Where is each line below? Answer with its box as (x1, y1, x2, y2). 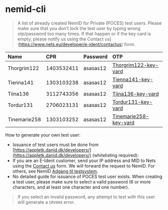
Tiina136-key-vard (112, 90, 159, 97)
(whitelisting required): (92, 152, 139, 158)
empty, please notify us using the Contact (17, 36, 104, 42)
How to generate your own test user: (5, 131, 81, 138)
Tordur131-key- (112, 98, 153, 105)
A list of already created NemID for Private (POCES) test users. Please (17, 20, 162, 26)
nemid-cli (5, 3, 46, 15)
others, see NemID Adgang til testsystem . (12, 168, 98, 174)
